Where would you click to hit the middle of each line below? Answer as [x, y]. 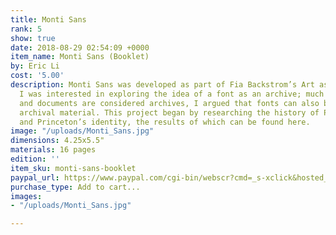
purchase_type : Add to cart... [75, 187]
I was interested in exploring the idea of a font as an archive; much [172, 94]
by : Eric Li [35, 66]
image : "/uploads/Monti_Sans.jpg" [82, 131]
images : [26, 196]
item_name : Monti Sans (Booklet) [80, 57]
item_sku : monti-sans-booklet [73, 168]
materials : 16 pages [53, 150]
